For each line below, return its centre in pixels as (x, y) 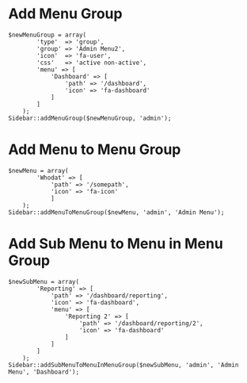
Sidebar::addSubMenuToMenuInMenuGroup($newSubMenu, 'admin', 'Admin (123, 365)
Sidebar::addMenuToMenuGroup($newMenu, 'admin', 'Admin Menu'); (116, 212)
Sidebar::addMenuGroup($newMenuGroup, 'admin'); (90, 118)
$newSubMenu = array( (44, 282)
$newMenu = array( (38, 170)
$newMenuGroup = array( (47, 35)
